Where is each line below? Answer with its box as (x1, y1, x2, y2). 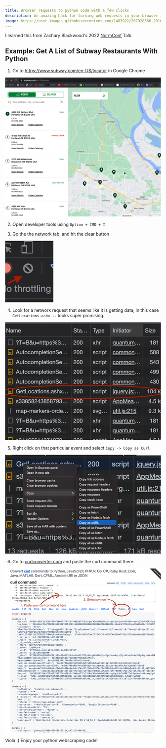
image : (5, 18, 19, 23)
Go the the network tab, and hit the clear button (12, 231, 110, 237)
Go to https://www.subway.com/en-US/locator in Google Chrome (12, 68, 145, 74)
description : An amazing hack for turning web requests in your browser (5, 13, 158, 18)
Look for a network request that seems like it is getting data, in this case (12, 307, 159, 313)
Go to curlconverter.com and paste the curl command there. (12, 558, 135, 564)
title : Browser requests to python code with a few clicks (5, 8, 129, 13)
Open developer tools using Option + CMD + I (12, 221, 105, 227)
